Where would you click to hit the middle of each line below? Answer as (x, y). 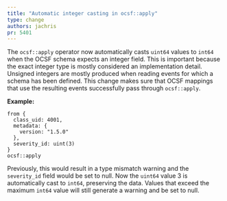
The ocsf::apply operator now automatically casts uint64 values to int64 (110, 52)
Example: (21, 102)
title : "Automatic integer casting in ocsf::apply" (82, 13)
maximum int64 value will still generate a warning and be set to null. (104, 190)
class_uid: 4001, (38, 120)
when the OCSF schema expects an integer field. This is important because (114, 59)
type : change (26, 20)
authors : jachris (32, 26)
